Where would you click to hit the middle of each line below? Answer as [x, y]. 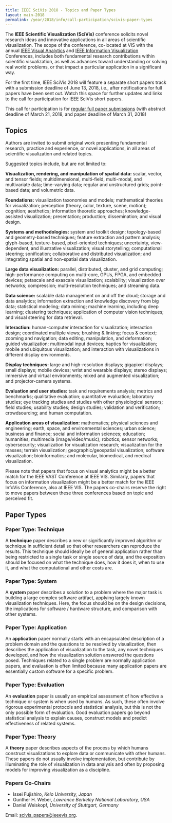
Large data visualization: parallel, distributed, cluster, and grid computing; [84, 269]
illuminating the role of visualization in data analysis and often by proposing [85, 764]
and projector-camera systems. [39, 381]
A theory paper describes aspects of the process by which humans [77, 748]
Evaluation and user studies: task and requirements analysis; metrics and [84, 391]
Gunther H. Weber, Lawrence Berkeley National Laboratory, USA [81, 800]
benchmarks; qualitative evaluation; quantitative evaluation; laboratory [80, 397]
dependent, [17, 248]
